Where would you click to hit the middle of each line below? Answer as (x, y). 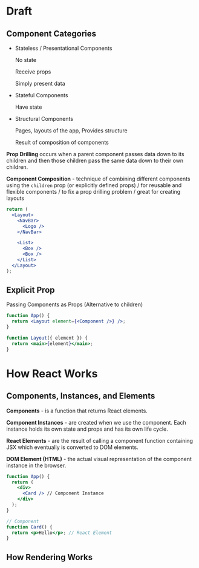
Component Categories (51, 34)
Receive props (33, 72)
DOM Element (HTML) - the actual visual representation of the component (99, 459)
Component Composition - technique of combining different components (98, 179)
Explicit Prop (31, 290)
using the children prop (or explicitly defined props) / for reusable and (94, 185)
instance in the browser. (36, 465)
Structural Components (44, 119)
